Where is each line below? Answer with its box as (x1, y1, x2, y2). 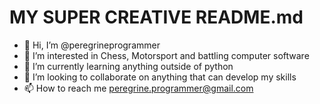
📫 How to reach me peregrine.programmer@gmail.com (23, 82, 254, 94)
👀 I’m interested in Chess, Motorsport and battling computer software (23, 49, 310, 61)
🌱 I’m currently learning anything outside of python (23, 60, 234, 72)
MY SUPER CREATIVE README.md (9, 6, 304, 29)
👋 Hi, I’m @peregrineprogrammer (23, 39, 161, 51)
